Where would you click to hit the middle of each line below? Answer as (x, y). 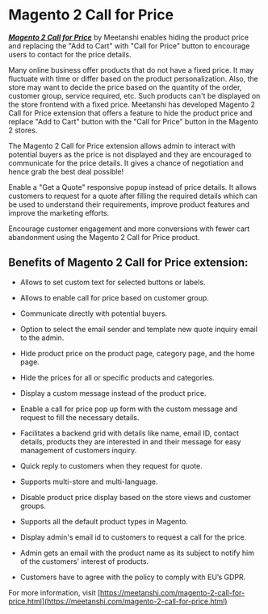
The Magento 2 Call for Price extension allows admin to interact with (122, 145)
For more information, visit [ (54, 592)
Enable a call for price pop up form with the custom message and (129, 409)
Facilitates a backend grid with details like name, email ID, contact (130, 433)
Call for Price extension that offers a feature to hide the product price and (130, 113)
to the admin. (42, 338)
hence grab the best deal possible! (66, 171)
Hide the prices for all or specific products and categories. (117, 377)
